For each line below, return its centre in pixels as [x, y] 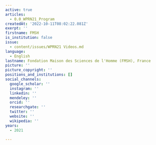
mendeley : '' [23, 98]
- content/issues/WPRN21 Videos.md [47, 47]
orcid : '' [20, 103]
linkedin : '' [23, 93]
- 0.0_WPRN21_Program [32, 19]
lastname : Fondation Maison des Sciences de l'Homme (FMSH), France [78, 61]
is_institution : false [29, 38]
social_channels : [23, 79]
